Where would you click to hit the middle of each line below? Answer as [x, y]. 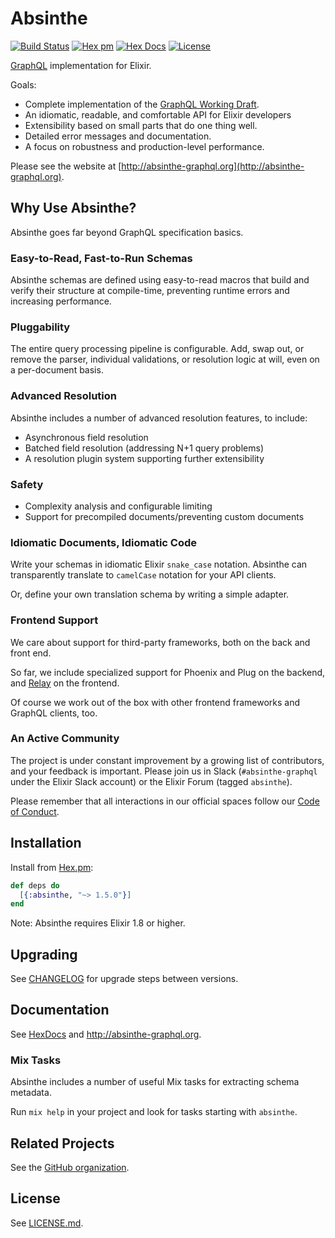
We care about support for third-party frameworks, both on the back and [160, 642]
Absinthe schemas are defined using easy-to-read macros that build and [160, 280]
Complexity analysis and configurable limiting [118, 506]
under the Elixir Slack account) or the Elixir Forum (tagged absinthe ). [151, 781]
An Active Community [65, 739]
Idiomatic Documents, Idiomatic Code [104, 542]
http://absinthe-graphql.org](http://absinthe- [213, 166]
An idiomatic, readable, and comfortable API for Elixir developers [158, 114]
